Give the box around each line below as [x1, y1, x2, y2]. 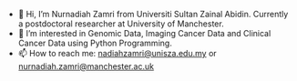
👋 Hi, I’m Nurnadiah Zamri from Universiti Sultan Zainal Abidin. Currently [17, 9, 289, 19]
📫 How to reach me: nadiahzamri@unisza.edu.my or [17, 48, 217, 58]
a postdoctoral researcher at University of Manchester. [17, 18, 225, 29]
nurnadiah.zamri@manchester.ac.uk [17, 61, 155, 72]
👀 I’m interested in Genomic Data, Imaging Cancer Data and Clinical [17, 28, 271, 38]
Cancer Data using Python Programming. [17, 37, 173, 48]
